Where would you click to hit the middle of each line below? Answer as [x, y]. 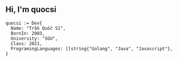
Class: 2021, [27, 43]
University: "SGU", [34, 38]
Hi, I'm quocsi [31, 10]
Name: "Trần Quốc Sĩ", [38, 28]
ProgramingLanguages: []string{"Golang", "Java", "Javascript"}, [92, 49]
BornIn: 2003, [28, 33]
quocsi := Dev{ [24, 23]
